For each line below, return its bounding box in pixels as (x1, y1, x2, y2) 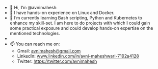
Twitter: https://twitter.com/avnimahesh (17, 58, 97, 64)
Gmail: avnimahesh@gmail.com (17, 48, 81, 53)
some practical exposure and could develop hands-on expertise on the (9, 25, 154, 31)
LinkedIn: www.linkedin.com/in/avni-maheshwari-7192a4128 (17, 53, 139, 59)
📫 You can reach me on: (9, 41, 60, 47)
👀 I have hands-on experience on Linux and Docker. (9, 10, 115, 16)
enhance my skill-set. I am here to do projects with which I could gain (9, 20, 151, 26)
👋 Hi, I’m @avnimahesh (9, 5, 56, 10)
